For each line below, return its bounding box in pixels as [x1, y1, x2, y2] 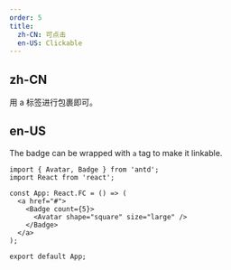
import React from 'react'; [9, 172, 115, 182]
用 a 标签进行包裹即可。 [9, 97, 97, 108]
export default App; [9, 252, 88, 261]
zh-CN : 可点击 [17, 30, 67, 39]
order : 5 [9, 13, 42, 23]
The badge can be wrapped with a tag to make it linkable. [9, 147, 223, 158]
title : [9, 22, 34, 31]
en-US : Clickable [17, 38, 83, 48]
